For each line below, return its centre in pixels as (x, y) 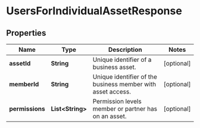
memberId (24, 84)
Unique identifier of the (125, 77)
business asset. (114, 67)
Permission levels (117, 101)
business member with (124, 84)
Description (125, 50)
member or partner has (125, 109)
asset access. (112, 92)
